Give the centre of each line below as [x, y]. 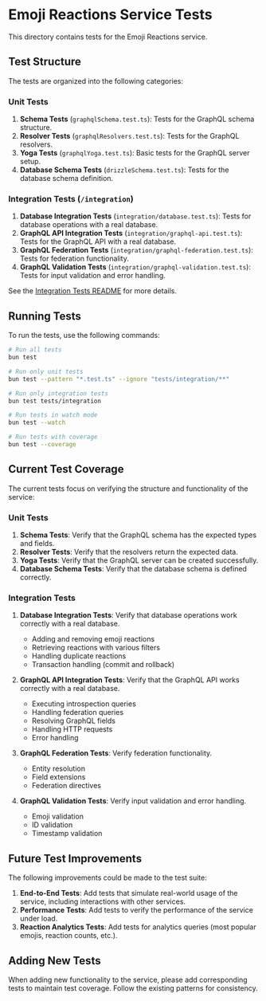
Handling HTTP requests [72, 729]
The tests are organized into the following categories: [96, 80]
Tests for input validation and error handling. [92, 276]
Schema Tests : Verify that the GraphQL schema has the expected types [138, 535]
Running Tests [45, 316]
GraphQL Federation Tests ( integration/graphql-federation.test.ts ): [136, 250]
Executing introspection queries [84, 704]
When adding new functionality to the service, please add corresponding [128, 979]
